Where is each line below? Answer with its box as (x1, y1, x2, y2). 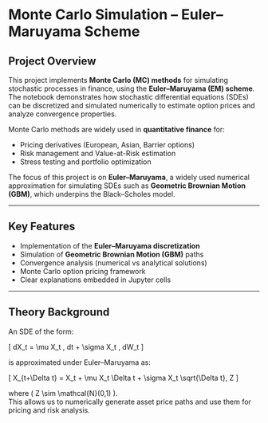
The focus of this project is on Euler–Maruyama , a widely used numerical (8, 173, 250, 182)
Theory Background (8, 305, 110, 319)
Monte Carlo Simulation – (8, 6, 179, 24)
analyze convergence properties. (8, 109, 117, 119)
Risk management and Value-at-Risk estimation (19, 149, 176, 158)
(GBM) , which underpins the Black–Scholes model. (8, 190, 175, 198)
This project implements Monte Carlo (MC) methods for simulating (8, 76, 229, 84)
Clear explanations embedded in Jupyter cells (19, 275, 171, 284)
